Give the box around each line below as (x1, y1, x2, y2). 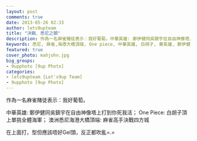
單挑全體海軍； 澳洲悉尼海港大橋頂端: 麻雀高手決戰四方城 (11, 116, 150, 123)
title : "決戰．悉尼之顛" (6, 31, 60, 36)
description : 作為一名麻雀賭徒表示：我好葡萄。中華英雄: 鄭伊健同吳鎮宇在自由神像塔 (6, 36, 189, 42)
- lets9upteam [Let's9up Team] (6, 74, 83, 80)
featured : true (6, 47, 43, 53)
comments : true (6, 14, 43, 20)
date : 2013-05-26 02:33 (6, 19, 64, 25)
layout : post (6, 8, 38, 15)
